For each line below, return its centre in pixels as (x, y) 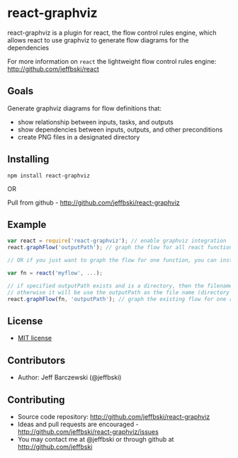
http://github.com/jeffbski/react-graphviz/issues (88, 431)
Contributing (36, 400)
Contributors (36, 360)
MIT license (34, 338)
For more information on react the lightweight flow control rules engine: (112, 61)
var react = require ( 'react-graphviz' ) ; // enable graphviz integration (117, 241)
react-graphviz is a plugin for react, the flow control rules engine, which (112, 33)
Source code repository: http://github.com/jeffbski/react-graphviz (114, 416)
